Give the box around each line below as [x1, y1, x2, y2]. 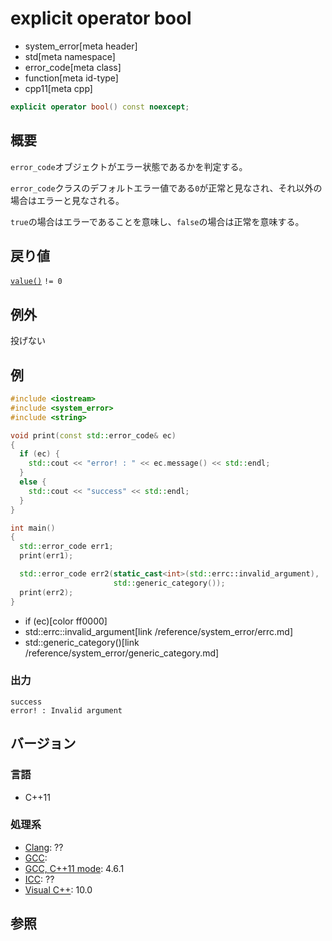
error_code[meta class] [24, 61, 122, 73]
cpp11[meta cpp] [24, 82, 93, 94]
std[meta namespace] [24, 50, 116, 62]
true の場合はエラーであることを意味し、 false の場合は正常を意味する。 [10, 215, 305, 227]
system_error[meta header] [24, 40, 138, 52]
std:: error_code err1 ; [19, 542, 114, 552]
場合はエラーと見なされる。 [10, 194, 125, 206]
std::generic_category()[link [24, 636, 140, 648]
